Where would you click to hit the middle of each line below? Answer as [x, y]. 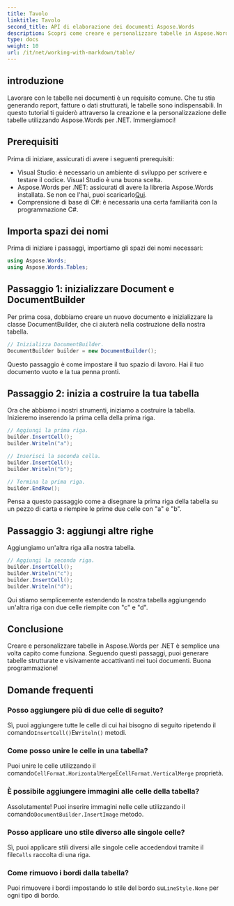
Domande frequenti [50, 690]
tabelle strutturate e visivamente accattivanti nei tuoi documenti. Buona [109, 661]
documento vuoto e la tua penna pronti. [64, 371]
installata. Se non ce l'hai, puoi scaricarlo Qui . [82, 194]
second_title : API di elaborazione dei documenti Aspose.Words [101, 27]
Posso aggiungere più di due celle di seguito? [85, 710]
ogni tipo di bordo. [34, 896]
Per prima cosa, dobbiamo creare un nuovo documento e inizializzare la [110, 317]
